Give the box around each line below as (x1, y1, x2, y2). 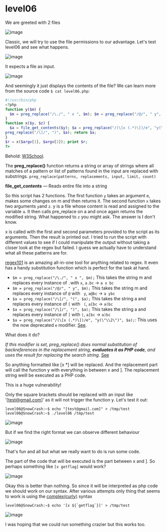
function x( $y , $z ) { (5, 121, 50, 126)
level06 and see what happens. (5, 44, 70, 50)
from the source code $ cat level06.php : (5, 88, 90, 94)
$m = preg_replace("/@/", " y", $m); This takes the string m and (12, 285, 148, 291)
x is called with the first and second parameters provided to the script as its (5, 229, 160, 235)
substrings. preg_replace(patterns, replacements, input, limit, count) (5, 173, 157, 179)
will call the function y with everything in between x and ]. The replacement (5, 367, 160, 373)
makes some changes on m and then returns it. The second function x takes (5, 198, 161, 204)
